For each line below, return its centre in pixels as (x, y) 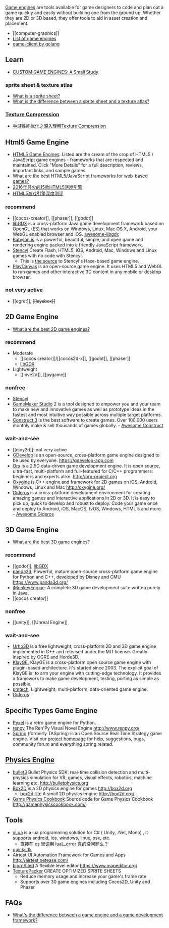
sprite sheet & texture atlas (39, 85)
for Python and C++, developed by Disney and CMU (67, 577)
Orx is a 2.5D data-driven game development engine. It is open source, (86, 466)
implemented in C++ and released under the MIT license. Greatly (80, 652)
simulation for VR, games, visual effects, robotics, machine (91, 778)
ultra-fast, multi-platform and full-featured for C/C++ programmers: (83, 471)
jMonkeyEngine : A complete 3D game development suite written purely (86, 587)
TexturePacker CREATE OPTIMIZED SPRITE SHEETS (67, 871)
